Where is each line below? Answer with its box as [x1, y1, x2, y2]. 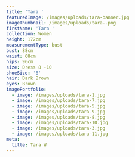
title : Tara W [11, 141, 47, 148]
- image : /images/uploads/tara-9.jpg [11, 109, 106, 115]
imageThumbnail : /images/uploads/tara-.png [6, 20, 116, 26]
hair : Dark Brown [6, 75, 50, 81]
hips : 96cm [6, 59, 33, 64]
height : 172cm [6, 36, 42, 42]
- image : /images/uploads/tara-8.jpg [11, 114, 106, 120]
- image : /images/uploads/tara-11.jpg [11, 131, 109, 137]
